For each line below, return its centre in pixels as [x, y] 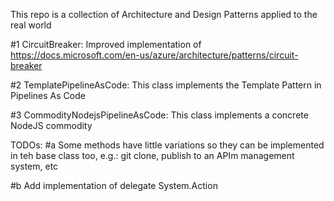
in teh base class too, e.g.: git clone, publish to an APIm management [152, 155]
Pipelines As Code [48, 95]
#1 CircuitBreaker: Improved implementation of [106, 44]
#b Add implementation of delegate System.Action [114, 185]
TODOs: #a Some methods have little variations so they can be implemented [167, 145]
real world [31, 25]
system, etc [34, 166]
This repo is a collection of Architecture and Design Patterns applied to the [164, 14]
